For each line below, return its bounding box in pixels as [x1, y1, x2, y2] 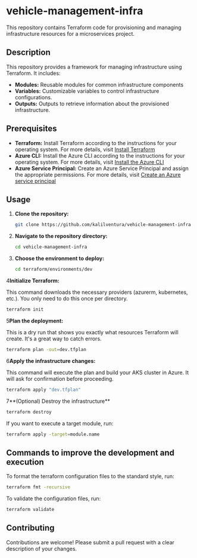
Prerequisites [6, 124, 57, 134]
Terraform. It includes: [6, 70, 61, 77]
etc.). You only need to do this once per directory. [6, 295, 128, 302]
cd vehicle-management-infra [14, 244, 87, 250]
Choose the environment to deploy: [14, 255, 105, 262]
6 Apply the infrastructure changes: [6, 357, 96, 364]
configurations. [14, 93, 52, 101]
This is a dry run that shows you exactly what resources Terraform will [6, 328, 179, 336]
